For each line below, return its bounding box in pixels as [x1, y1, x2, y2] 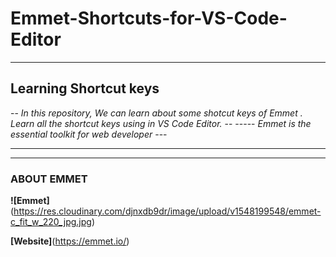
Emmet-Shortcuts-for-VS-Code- [10, 7, 288, 30]
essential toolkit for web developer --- [10, 128, 168, 140]
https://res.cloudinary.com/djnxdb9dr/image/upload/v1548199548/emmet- [13, 205, 322, 217]
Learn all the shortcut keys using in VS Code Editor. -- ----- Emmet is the [10, 117, 312, 129]
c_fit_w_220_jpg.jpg [10, 216, 92, 228]
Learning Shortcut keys [10, 80, 160, 97]
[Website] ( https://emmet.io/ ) [10, 235, 130, 247]
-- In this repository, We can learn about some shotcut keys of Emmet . [10, 107, 303, 119]
